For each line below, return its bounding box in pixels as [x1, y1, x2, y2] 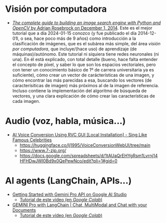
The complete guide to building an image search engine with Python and [12, 20, 161, 26]
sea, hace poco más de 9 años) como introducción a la [24, 35, 136, 41]
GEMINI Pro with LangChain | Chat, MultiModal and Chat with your [12, 202, 147, 208]
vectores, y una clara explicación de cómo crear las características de [12, 93, 155, 99]
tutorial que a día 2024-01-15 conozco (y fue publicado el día [12, 30, 137, 36]
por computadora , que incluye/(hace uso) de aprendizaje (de [12, 46, 137, 52]
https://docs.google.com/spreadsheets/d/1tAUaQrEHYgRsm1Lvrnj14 [19, 153, 158, 159]
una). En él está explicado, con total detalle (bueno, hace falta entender [12, 56, 158, 62]
